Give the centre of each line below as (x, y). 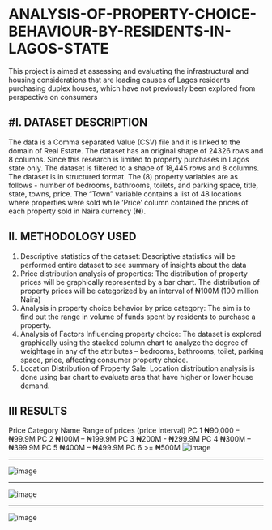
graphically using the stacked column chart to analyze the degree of (134, 343)
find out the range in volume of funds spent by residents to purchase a (138, 317)
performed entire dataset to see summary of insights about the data (133, 265)
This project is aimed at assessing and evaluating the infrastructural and (129, 71)
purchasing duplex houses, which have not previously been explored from (132, 88)
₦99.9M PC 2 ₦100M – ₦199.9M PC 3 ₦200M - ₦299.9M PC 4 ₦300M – (130, 439)
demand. (35, 386)
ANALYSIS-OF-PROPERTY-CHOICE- (132, 14)
